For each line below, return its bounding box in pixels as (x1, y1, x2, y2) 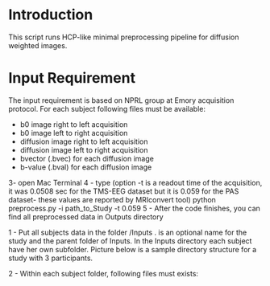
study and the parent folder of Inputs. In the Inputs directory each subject (8, 235, 252, 246)
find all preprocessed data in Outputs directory (8, 211, 164, 222)
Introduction (8, 6, 93, 24)
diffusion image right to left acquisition (19, 137, 148, 146)
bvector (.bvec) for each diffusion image (19, 153, 155, 163)
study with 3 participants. (8, 253, 93, 263)
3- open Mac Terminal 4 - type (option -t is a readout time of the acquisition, (8, 178, 263, 187)
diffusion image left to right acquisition (19, 145, 148, 154)
